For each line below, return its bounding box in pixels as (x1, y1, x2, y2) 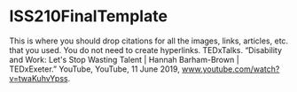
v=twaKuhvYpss (9, 73, 68, 83)
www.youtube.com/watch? (181, 64, 280, 74)
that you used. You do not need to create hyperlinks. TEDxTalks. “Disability (9, 44, 282, 55)
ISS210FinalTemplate (9, 6, 168, 27)
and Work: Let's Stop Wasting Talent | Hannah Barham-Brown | (9, 54, 239, 65)
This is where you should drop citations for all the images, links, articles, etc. (9, 35, 289, 46)
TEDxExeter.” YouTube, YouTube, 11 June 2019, (9, 64, 180, 74)
